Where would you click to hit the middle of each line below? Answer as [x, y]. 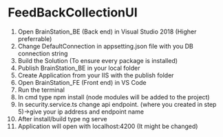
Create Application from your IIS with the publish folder [96, 75]
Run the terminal [41, 90]
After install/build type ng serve [62, 119]
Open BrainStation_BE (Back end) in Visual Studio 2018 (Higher [107, 32]
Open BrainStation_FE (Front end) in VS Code [82, 82]
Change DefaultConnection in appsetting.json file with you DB [105, 46]
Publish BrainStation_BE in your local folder [79, 68]
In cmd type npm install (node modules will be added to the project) [114, 97]
